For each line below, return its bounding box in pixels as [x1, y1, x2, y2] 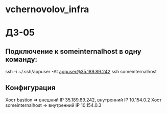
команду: [5, 55, 37, 64]
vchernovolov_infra [5, 4, 89, 15]
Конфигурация [5, 83, 56, 92]
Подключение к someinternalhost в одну [5, 47, 141, 55]
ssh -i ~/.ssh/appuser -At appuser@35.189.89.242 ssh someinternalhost [5, 69, 157, 75]
